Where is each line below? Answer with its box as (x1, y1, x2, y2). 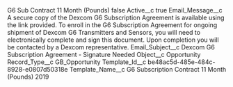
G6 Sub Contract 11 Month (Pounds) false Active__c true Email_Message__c (7, 6, 223, 14)
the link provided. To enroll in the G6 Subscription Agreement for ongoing (7, 21, 218, 29)
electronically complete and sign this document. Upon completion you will (7, 35, 219, 44)
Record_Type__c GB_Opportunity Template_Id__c (7, 58, 147, 66)
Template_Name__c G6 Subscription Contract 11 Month (69, 65, 227, 73)
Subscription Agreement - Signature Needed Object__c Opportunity (7, 51, 201, 58)
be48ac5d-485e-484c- (147, 58, 216, 66)
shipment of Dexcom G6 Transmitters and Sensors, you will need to (7, 29, 200, 36)
